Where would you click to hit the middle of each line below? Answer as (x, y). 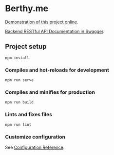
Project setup (26, 47)
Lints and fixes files (29, 115)
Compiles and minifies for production (50, 92)
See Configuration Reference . (35, 147)
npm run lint (18, 124)
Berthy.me (27, 9)
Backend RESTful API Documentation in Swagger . (55, 31)
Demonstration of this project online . (42, 22)
